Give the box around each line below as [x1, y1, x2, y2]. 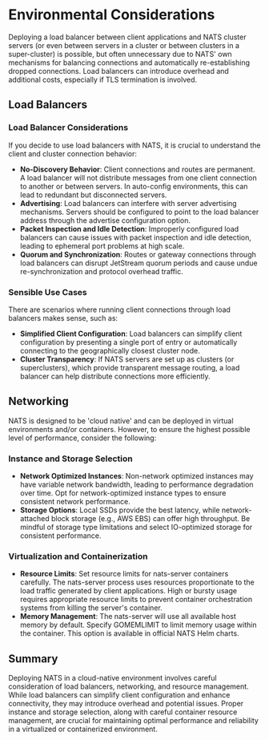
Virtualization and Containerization [8, 551, 148, 562]
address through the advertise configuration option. [19, 215, 191, 225]
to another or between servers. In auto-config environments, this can [19, 181, 248, 191]
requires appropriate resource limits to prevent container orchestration [19, 595, 253, 605]
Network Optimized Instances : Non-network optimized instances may [19, 471, 254, 481]
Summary [8, 652, 58, 665]
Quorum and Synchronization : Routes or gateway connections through [19, 249, 256, 259]
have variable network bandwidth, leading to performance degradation [19, 479, 254, 490]
